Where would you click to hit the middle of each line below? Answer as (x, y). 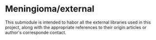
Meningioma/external (50, 9)
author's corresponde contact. (36, 32)
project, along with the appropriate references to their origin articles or (76, 27)
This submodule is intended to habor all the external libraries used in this (78, 22)
